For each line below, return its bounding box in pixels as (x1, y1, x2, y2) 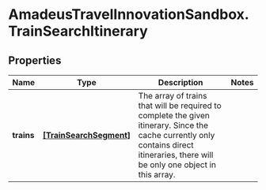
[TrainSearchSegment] (42, 130, 131, 140)
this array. (138, 170, 176, 180)
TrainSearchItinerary (8, 22, 148, 40)
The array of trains (138, 91, 207, 101)
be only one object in (138, 159, 216, 170)
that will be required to (138, 100, 222, 111)
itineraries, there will (138, 150, 214, 160)
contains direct (138, 140, 194, 151)
